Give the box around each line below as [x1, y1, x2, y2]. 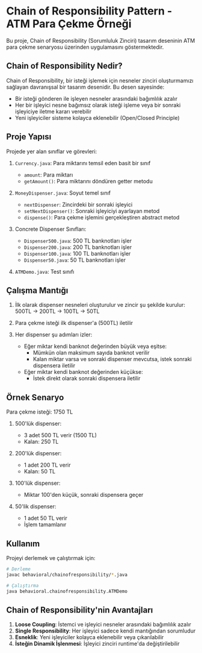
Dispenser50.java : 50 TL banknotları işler [23, 256, 126, 263]
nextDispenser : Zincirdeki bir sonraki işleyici [23, 201, 133, 208]
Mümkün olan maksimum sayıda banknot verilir [32, 349, 150, 356]
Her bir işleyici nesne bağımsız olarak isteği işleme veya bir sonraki [14, 101, 181, 109]
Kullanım [6, 538, 40, 549]
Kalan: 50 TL [23, 468, 56, 475]
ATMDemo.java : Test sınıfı [14, 268, 75, 275]
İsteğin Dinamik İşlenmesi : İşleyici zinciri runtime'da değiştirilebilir [14, 640, 180, 648]
